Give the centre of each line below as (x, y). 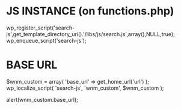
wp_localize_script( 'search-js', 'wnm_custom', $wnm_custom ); (85, 88)
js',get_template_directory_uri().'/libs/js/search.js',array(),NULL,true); (91, 34)
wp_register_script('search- (41, 28)
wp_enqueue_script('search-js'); (46, 40)
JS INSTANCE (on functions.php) (90, 11)
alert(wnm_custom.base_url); (42, 99)
